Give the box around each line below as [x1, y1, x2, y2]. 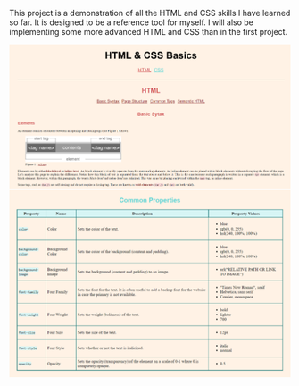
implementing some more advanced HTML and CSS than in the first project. [9, 27, 288, 37]
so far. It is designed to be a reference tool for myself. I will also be [9, 17, 254, 28]
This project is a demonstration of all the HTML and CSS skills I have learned [9, 8, 291, 18]
